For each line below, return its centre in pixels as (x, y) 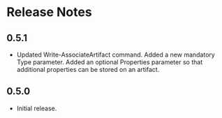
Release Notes (49, 12)
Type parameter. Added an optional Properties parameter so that (110, 62)
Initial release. (37, 108)
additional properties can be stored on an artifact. (88, 69)
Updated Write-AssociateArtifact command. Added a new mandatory (116, 54)
